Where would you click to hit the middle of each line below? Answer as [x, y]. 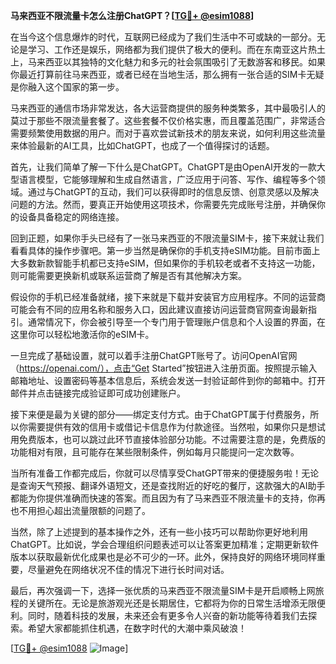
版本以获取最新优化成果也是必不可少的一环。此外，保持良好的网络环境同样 [163, 557]
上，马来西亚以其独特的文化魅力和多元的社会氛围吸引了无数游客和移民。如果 [168, 62]
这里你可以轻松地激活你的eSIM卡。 [82, 334]
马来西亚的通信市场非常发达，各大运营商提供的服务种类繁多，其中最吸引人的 [168, 108]
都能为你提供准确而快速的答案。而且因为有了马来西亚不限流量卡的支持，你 [163, 498]
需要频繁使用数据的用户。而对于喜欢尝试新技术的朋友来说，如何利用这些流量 [168, 133]
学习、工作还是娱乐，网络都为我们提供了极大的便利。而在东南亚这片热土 [176, 49]
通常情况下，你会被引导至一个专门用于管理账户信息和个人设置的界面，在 [176, 322]
